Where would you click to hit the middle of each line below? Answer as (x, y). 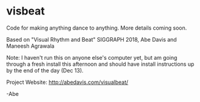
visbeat (26, 11)
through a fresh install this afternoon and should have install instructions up (100, 64)
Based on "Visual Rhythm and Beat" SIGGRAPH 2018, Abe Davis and (92, 39)
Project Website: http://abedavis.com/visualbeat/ (67, 82)
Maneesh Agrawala (30, 46)
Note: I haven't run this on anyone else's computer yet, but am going (92, 57)
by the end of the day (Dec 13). (45, 70)
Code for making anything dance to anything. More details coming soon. (97, 28)
